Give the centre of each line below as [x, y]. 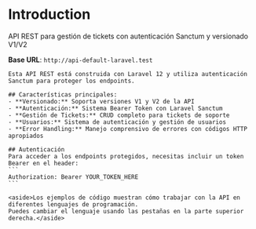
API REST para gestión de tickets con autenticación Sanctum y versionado [128, 36]
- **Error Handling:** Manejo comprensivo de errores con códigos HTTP [128, 129]
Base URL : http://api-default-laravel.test [80, 60]
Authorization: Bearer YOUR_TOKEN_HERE [73, 177]
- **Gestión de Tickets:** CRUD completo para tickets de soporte [119, 115]
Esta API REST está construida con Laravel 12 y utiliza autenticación [128, 74]
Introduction [49, 15]
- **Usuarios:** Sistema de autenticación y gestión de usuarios [117, 122]
